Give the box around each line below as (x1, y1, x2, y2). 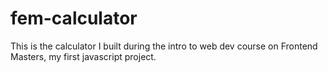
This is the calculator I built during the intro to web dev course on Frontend (10, 40, 318, 52)
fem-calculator (10, 7, 138, 30)
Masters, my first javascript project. (10, 50, 157, 62)
